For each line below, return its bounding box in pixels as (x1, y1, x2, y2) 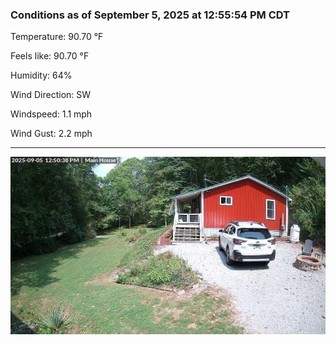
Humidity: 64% (10, 69, 73, 82)
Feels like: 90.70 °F (10, 50, 90, 62)
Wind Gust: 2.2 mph (10, 128, 93, 140)
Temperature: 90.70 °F (10, 31, 104, 43)
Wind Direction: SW (10, 89, 92, 101)
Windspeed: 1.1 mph (10, 108, 93, 120)
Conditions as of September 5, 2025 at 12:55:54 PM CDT (10, 8, 291, 22)
